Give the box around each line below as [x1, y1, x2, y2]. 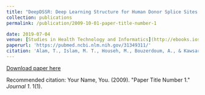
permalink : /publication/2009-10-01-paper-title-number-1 [6, 20, 157, 26]
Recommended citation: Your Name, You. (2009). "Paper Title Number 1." [6, 76, 190, 84]
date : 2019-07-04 [6, 31, 51, 37]
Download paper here [6, 64, 61, 71]
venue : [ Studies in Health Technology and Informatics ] [6, 37, 151, 43]
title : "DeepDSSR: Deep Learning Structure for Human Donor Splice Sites [6, 8, 198, 15]
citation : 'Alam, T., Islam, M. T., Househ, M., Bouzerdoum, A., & [6, 48, 182, 54]
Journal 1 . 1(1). [6, 82, 43, 90]
